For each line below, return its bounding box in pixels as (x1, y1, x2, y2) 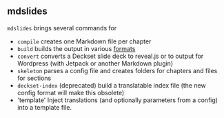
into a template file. (17, 103, 72, 111)
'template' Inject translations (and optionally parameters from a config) (17, 96, 218, 104)
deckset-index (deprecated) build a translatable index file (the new (17, 81, 207, 89)
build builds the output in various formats (17, 44, 136, 52)
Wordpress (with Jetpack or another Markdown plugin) (17, 59, 174, 68)
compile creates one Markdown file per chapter (17, 37, 152, 46)
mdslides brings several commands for (7, 23, 117, 32)
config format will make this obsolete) (17, 88, 125, 97)
